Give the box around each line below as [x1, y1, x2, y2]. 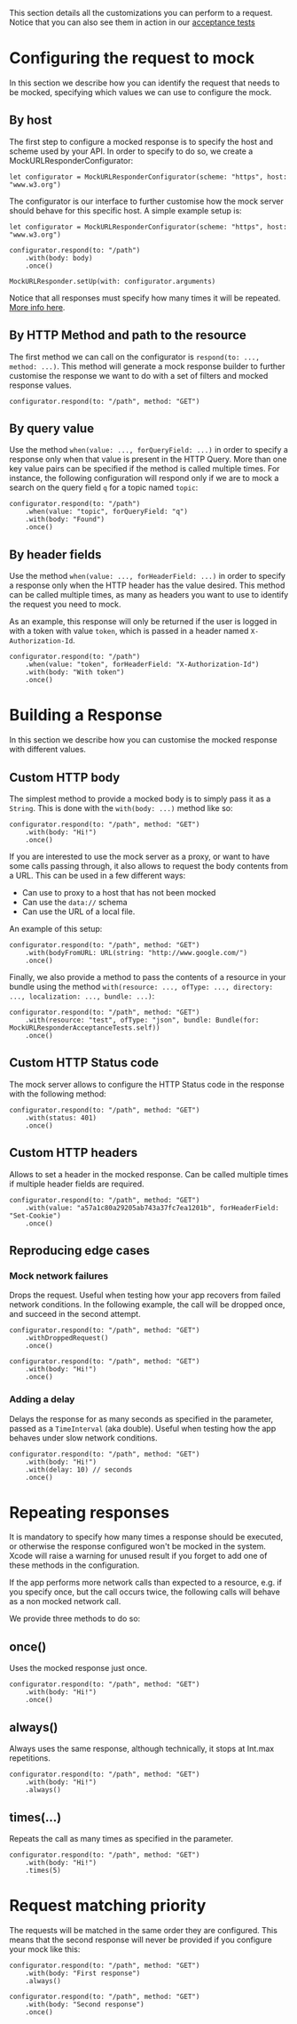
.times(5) [25, 1866, 62, 1875]
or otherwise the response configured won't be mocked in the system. [9, 1541, 266, 1552]
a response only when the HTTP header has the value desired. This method [9, 580, 285, 590]
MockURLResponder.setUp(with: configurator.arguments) [9, 277, 216, 285]
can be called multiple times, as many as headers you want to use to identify [9, 590, 289, 600]
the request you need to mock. [9, 599, 121, 610]
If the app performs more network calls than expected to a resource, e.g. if [9, 1578, 282, 1588]
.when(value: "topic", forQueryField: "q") [25, 507, 189, 517]
